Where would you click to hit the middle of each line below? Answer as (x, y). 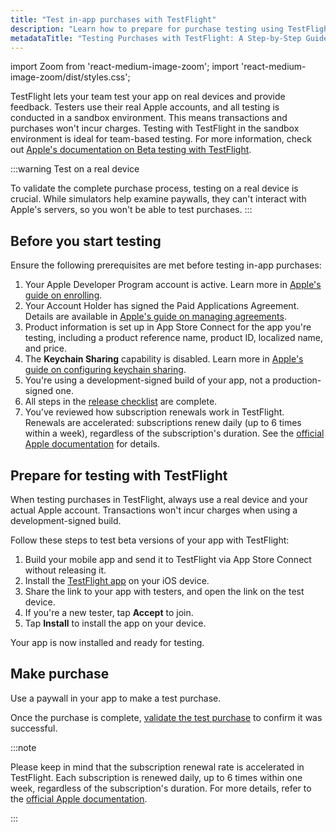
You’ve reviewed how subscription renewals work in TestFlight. (154, 412)
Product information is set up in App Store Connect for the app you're (168, 327)
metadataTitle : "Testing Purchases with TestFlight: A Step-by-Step (156, 38)
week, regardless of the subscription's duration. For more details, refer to (161, 788)
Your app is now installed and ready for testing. (107, 642)
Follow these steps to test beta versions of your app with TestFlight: (150, 540)
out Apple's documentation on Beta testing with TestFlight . (131, 150)
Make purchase (60, 674)
